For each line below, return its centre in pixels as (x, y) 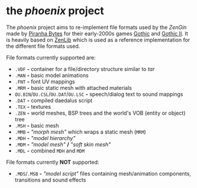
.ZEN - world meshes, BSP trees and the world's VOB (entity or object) (100, 113)
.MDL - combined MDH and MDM (49, 150)
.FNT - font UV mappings (45, 82)
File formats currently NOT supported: (53, 162)
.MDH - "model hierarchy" (45, 138)
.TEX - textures (33, 106)
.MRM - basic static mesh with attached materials (73, 87)
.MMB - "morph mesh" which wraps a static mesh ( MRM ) (80, 132)
